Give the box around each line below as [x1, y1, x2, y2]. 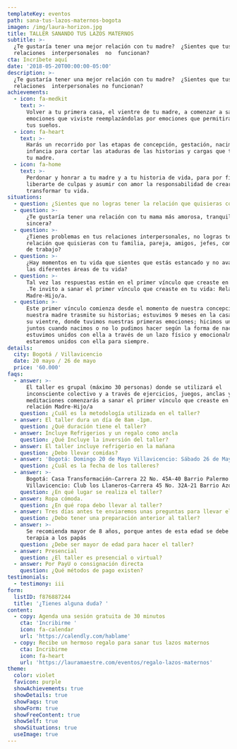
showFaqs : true [13, 698, 59, 705]
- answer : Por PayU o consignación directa [13, 561, 143, 568]
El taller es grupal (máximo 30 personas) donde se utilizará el [25, 383, 222, 391]
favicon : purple [13, 679, 61, 686]
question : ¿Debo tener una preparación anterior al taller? [20, 515, 200, 522]
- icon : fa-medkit [13, 96, 68, 103]
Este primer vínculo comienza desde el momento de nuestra [25, 305, 203, 312]
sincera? [25, 220, 52, 227]
